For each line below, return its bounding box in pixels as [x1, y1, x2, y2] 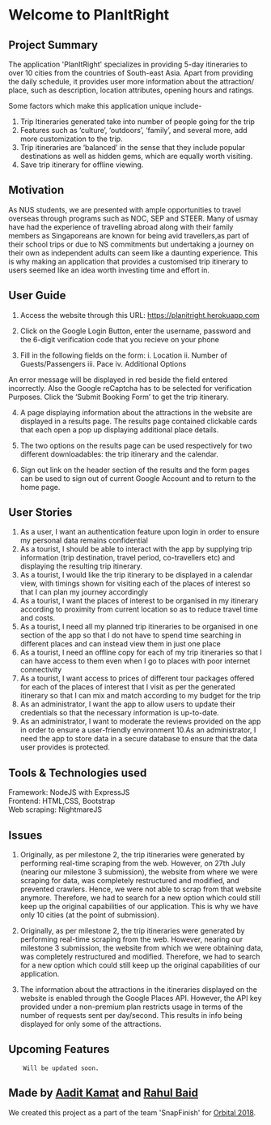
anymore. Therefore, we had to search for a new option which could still [19, 893, 260, 903]
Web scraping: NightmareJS [8, 805, 103, 814]
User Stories [8, 505, 73, 520]
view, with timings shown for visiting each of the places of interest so [19, 578, 251, 589]
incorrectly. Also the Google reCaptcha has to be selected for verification [8, 383, 252, 393]
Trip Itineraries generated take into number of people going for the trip [19, 117, 255, 127]
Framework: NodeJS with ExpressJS [8, 788, 130, 797]
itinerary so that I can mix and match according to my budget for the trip [19, 691, 261, 701]
